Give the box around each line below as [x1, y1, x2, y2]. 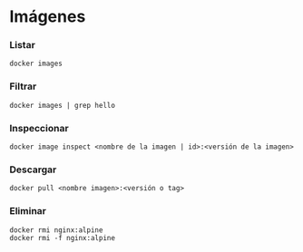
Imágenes [9, 6, 86, 27]
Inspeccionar [9, 121, 70, 134]
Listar [9, 39, 36, 52]
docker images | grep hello [9, 101, 116, 110]
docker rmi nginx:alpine [9, 225, 103, 235]
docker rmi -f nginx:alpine [9, 233, 116, 242]
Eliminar [9, 205, 47, 218]
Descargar [9, 163, 57, 176]
